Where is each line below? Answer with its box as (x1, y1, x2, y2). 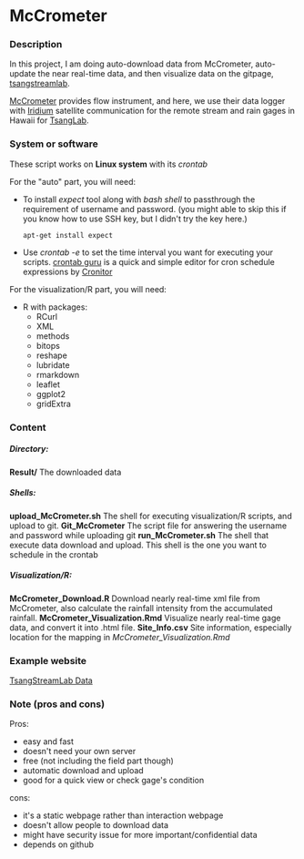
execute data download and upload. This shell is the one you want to (9, 539, 267, 550)
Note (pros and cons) (9, 698, 106, 711)
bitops (35, 340, 61, 351)
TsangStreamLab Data (9, 675, 93, 686)
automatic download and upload (22, 765, 144, 776)
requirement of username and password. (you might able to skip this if (22, 203, 287, 214)
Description (9, 38, 63, 51)
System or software (9, 138, 98, 150)
